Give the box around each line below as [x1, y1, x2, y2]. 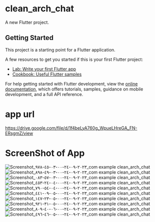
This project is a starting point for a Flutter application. [5, 46, 116, 52]
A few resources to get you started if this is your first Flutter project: [5, 56, 143, 62]
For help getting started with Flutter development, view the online [5, 81, 138, 87]
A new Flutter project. [5, 19, 49, 25]
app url [5, 108, 35, 120]
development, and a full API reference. [5, 91, 83, 97]
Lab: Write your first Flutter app [12, 66, 77, 72]
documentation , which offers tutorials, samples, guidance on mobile [5, 86, 143, 92]
